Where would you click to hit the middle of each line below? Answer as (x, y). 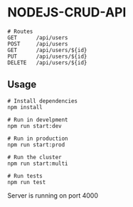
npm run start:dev (34, 126)
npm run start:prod (36, 145)
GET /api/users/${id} (47, 50)
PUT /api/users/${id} (47, 56)
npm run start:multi (38, 163)
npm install (25, 107)
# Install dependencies (43, 101)
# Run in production (38, 138)
